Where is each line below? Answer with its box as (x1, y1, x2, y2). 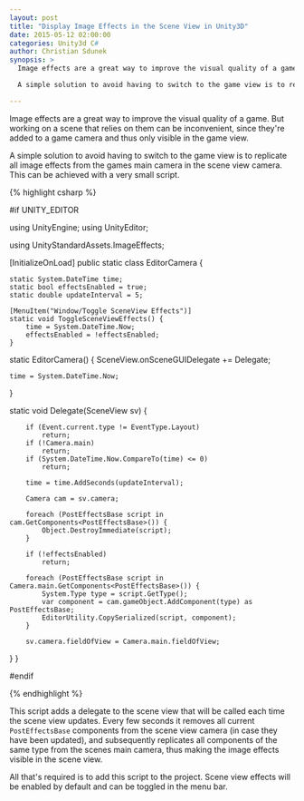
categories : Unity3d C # (9, 38, 100, 48)
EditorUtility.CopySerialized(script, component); (42, 613, 237, 622)
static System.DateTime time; (9, 274, 124, 284)
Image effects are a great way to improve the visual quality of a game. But (9, 112, 285, 123)
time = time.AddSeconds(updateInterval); (25, 478, 184, 487)
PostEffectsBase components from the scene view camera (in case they (9, 725, 278, 736)
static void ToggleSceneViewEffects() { (9, 314, 165, 323)
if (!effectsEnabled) (25, 550, 107, 559)
